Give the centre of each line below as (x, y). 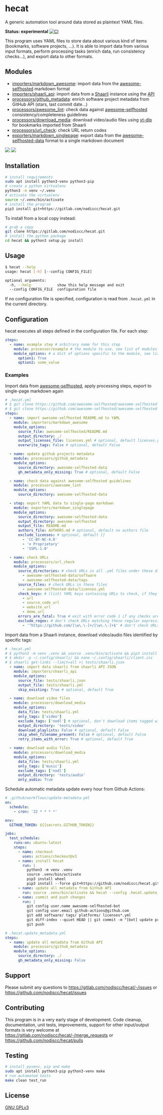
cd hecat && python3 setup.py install (44, 241)
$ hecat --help (20, 267)
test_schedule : (25, 838)
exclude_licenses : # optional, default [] (61, 535)
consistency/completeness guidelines (50, 115)
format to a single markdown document (85, 140)
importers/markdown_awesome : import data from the (65, 83)
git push (35, 924)
